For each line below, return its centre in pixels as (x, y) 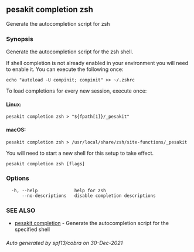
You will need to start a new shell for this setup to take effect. (80, 153)
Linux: (14, 104)
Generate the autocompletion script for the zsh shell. (70, 52)
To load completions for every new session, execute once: (76, 91)
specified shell (32, 229)
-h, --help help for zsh (59, 190)
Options (18, 178)
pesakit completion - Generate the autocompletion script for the (91, 223)
